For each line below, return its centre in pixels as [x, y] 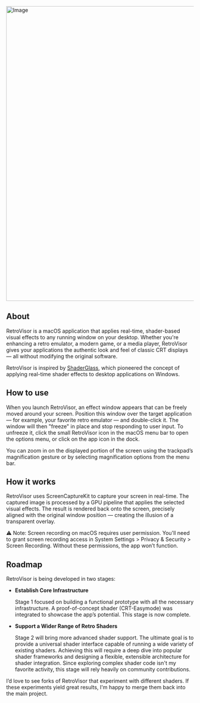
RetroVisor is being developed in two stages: [61, 579]
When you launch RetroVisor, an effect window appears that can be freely [97, 407]
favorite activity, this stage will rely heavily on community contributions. [102, 670]
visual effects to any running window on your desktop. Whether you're [93, 337]
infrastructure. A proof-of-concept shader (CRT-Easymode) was [93, 608]
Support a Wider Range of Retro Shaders [66, 626]
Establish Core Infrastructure [51, 590]
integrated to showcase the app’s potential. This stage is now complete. [103, 615]
